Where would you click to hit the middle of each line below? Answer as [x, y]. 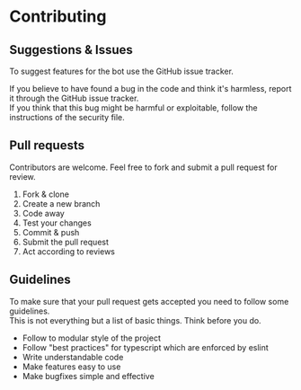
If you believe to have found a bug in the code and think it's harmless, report [150, 89]
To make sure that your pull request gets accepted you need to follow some [149, 301]
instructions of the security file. [67, 117]
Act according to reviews [68, 251]
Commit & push [51, 232]
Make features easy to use [71, 367]
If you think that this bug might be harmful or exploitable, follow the [133, 108]
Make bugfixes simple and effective [88, 376]
